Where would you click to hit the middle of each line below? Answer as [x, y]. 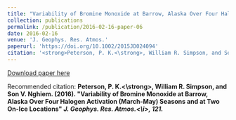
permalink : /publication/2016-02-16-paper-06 [75, 27]
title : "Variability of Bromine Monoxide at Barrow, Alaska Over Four [113, 14]
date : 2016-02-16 [33, 33]
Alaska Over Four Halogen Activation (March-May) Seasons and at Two [113, 101]
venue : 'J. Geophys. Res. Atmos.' [58, 40]
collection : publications [45, 20]
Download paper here [39, 73]
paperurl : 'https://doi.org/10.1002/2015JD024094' [83, 46]
